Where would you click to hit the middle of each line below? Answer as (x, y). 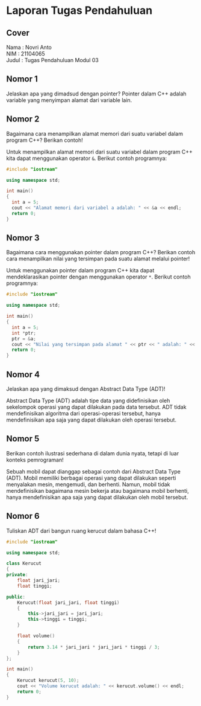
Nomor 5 (23, 439)
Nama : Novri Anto (29, 47)
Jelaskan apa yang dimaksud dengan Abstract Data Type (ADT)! (86, 389)
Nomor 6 (23, 516)
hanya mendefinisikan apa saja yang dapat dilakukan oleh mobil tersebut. (97, 497)
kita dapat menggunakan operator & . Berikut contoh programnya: (87, 158)
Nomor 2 (23, 119)
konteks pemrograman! (35, 460)
